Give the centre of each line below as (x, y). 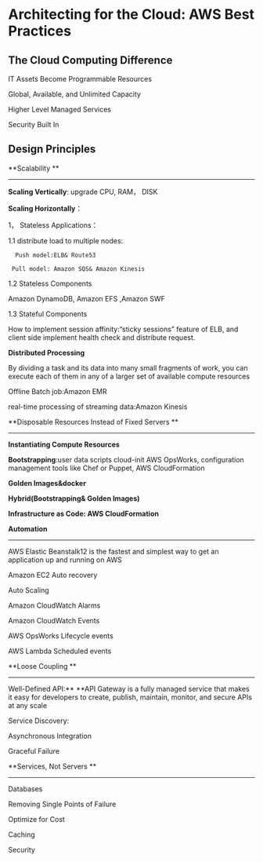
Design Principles (52, 150)
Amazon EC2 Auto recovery (53, 575)
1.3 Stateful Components (48, 314)
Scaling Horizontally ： (45, 208)
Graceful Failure (34, 751)
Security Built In (34, 124)
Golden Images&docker (47, 483)
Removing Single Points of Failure (62, 804)
